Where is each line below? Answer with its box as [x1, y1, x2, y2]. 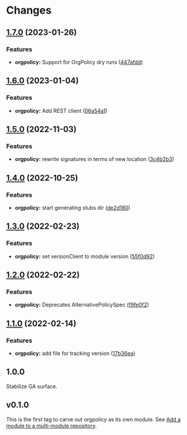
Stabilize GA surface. [6, 383, 58, 390]
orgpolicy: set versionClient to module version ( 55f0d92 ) [14, 253, 155, 260]
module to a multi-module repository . [6, 422, 97, 429]
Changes [6, 4, 52, 17]
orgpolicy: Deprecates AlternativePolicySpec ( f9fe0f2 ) [14, 301, 150, 308]
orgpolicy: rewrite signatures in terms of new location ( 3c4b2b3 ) [14, 156, 175, 163]
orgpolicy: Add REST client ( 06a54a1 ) [14, 107, 108, 114]
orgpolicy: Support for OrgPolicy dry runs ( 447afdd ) [14, 58, 144, 65]
